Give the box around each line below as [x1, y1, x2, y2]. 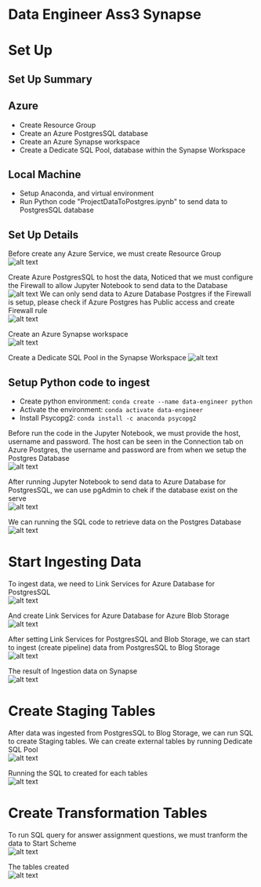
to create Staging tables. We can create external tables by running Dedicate [8, 736, 253, 746]
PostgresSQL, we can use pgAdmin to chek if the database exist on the [8, 485, 238, 495]
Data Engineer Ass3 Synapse [8, 5, 201, 24]
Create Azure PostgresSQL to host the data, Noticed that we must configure [8, 272, 253, 282]
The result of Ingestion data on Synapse [8, 666, 138, 676]
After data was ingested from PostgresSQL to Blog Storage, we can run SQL [8, 728, 254, 737]
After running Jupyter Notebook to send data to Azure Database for [8, 477, 226, 487]
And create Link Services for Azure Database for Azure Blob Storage [8, 611, 230, 620]
